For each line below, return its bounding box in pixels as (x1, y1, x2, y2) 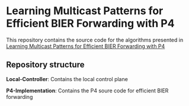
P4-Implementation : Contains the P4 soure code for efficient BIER (6, 87, 169, 94)
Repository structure (6, 60, 85, 70)
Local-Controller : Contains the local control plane (6, 75, 129, 82)
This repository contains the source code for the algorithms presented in (6, 36, 184, 43)
